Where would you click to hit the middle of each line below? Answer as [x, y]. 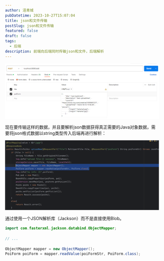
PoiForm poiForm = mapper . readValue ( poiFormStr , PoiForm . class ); [73, 254]
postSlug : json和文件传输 [30, 26]
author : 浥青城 [19, 10]
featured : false [21, 31]
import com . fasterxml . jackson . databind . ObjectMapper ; [61, 228]
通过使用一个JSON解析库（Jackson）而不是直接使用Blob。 [65, 219]
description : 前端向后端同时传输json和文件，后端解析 [54, 51]
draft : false [18, 36]
